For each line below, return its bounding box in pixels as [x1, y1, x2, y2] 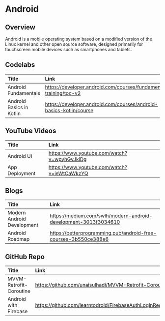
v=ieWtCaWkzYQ [48, 170, 88, 176]
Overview [5, 23, 36, 31]
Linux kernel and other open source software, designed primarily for [5, 41, 143, 47]
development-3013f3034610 [50, 219, 120, 226]
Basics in [7, 104, 28, 111]
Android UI [7, 152, 32, 159]
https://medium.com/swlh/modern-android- [50, 212, 153, 219]
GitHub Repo [5, 252, 45, 261]
